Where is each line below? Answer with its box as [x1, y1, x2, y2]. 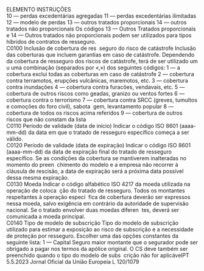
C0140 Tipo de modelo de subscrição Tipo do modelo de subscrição [6, 219, 178, 227]
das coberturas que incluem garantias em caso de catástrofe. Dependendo [6, 51, 195, 58]
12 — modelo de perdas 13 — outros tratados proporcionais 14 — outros [6, 19, 187, 26]
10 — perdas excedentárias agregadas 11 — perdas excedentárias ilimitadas [6, 12, 197, 19]
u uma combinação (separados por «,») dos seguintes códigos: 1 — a [6, 64, 181, 71]
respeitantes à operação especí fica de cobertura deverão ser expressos [6, 194, 191, 200]
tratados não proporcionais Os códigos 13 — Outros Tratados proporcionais [6, 25, 196, 32]
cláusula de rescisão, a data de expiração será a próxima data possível [6, 167, 184, 175]
